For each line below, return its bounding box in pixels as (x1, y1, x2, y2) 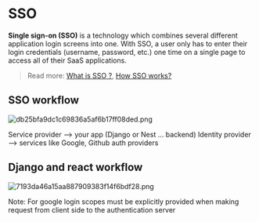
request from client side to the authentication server (8, 205, 176, 214)
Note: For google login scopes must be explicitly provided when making (8, 197, 239, 206)
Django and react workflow (8, 161, 143, 174)
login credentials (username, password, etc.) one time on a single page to (8, 47, 246, 56)
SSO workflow (8, 93, 80, 107)
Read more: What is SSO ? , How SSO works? (27, 71, 172, 80)
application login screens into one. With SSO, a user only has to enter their (8, 38, 248, 48)
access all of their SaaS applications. (8, 56, 127, 65)
